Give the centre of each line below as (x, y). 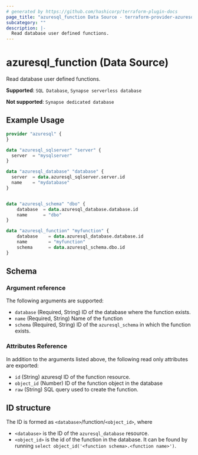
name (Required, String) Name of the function (69, 318)
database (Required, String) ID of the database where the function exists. (103, 312)
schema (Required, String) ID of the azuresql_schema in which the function (103, 325)
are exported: (23, 365)
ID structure (29, 408)
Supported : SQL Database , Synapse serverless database (74, 90)
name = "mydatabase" (40, 183)
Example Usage (35, 121)
